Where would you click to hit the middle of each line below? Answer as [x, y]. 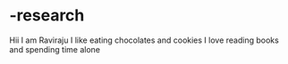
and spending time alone [55, 49]
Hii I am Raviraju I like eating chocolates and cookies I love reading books [144, 40]
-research [47, 16]
